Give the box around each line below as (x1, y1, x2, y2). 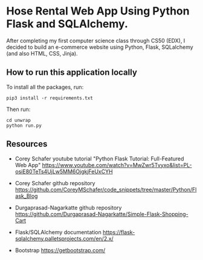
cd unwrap (6, 117, 31, 123)
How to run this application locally (6, 68, 138, 78)
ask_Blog (14, 192, 38, 200)
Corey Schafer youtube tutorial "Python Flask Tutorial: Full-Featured (14, 155, 184, 162)
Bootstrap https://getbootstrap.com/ (14, 246, 106, 254)
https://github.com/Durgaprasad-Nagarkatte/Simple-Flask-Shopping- (14, 210, 188, 218)
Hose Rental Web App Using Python (6, 4, 190, 18)
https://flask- (102, 228, 135, 236)
